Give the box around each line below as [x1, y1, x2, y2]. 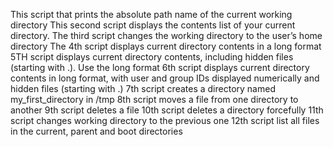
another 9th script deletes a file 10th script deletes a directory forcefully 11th [10, 104, 324, 116]
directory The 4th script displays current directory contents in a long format [10, 40, 322, 52]
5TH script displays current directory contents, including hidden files [10, 51, 294, 63]
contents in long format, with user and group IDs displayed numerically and [10, 72, 320, 84]
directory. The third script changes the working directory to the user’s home [10, 30, 323, 41]
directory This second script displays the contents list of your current [10, 19, 296, 31]
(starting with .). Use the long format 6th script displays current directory [10, 62, 310, 73]
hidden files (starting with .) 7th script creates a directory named [10, 83, 276, 94]
